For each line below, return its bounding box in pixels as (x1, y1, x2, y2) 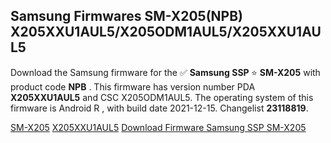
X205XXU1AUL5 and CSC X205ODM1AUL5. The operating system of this (10, 91, 314, 103)
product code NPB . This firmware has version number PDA (10, 80, 256, 93)
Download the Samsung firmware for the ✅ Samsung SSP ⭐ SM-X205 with (10, 66, 321, 78)
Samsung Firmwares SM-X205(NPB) (10, 8, 244, 25)
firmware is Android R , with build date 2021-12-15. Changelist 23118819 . (10, 102, 309, 114)
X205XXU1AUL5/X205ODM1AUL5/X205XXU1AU (10, 24, 322, 41)
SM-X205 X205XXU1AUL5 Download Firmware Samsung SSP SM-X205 (10, 121, 307, 133)
